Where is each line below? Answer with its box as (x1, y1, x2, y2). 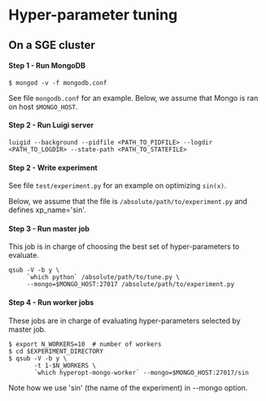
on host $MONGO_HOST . (8, 102, 78, 111)
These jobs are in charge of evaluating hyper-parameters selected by (8, 316, 242, 325)
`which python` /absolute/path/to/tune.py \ (26, 273, 181, 281)
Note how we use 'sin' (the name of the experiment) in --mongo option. (8, 382, 248, 392)
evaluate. (8, 251, 39, 260)
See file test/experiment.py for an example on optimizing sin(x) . (8, 181, 227, 190)
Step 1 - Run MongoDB (8, 61, 85, 71)
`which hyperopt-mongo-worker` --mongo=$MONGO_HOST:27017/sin (33, 368, 250, 377)
